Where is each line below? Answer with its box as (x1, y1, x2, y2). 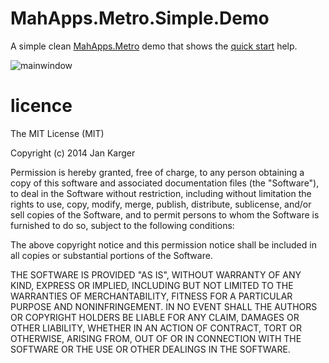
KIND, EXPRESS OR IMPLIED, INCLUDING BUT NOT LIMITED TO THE (10, 279, 294, 291)
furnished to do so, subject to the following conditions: (10, 219, 235, 231)
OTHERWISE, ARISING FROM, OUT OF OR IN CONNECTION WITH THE (10, 332, 302, 344)
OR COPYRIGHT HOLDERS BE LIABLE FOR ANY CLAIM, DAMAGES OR (10, 311, 300, 323)
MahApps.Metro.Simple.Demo (10, 7, 270, 30)
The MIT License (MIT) (10, 127, 105, 139)
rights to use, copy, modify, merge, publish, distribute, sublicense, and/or (10, 198, 312, 210)
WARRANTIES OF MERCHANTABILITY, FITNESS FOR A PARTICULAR (10, 290, 293, 302)
